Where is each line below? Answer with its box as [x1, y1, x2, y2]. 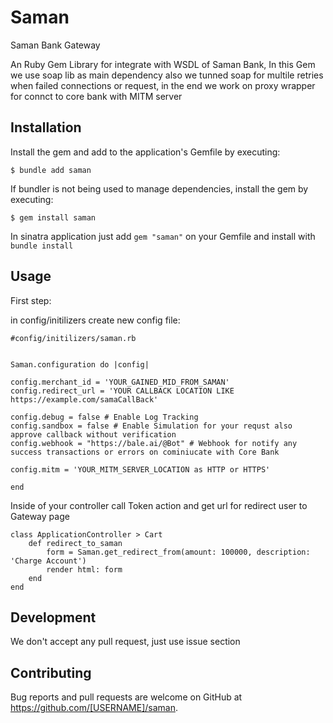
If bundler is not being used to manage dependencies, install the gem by [10, 182, 309, 195]
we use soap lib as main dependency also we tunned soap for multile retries [10, 69, 324, 81]
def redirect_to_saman [28, 538, 123, 548]
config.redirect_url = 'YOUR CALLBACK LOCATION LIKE [10, 386, 235, 396]
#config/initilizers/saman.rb [10, 333, 137, 343]
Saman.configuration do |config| [10, 359, 150, 370]
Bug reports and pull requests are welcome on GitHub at [10, 691, 243, 703]
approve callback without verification [10, 429, 177, 440]
